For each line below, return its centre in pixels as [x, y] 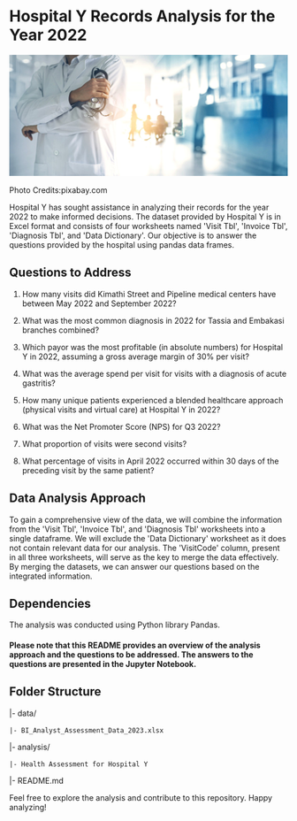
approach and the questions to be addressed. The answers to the [131, 654]
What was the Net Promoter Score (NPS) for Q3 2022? [121, 426]
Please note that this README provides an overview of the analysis [135, 645]
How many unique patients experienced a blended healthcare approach [152, 400]
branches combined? [61, 330]
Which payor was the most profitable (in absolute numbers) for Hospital [152, 347]
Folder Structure [55, 692]
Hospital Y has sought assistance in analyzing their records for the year [139, 207]
